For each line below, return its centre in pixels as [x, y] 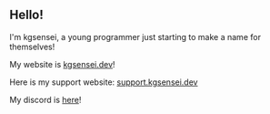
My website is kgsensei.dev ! [62, 64]
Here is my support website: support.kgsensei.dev [104, 82]
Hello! [26, 15]
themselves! [32, 47]
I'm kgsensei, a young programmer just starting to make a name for [135, 36]
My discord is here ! [45, 99]
